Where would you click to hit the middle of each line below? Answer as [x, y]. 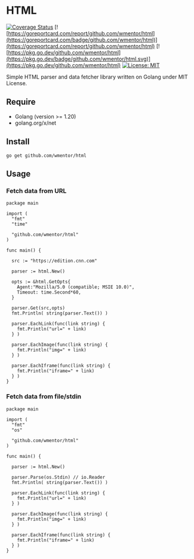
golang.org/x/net [36, 123]
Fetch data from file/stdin [44, 397]
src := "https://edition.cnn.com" [54, 261]
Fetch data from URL [36, 191]
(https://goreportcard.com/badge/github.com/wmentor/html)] [82, 40]
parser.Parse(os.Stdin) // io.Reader [58, 477]
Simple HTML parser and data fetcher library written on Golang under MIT [97, 77]
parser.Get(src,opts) [39, 308]
